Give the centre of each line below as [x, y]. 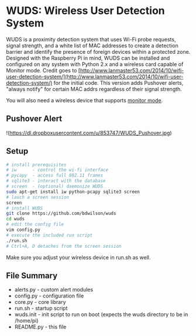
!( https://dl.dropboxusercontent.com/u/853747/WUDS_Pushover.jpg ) [89, 133]
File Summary [32, 276]
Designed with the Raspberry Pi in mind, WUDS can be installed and [88, 58]
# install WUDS [25, 208]
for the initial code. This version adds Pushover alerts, [118, 82]
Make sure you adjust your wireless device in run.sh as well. [78, 257]
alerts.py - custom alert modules [54, 290]
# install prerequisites [36, 165]
